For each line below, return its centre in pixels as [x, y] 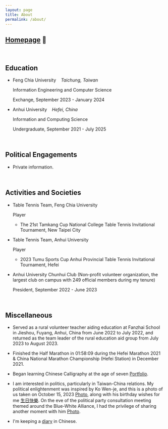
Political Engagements [41, 155]
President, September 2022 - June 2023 [55, 289]
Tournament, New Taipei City [50, 230]
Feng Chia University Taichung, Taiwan [55, 80]
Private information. [33, 167]
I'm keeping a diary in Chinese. [45, 421]
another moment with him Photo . [46, 412]
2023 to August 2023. [36, 344]
